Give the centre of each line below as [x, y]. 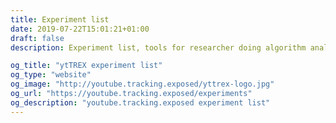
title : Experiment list [60, 19]
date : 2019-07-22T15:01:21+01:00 [80, 29]
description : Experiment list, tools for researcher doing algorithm [158, 47]
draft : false [37, 38]
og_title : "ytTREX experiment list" [86, 66]
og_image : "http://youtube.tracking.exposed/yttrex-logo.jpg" [142, 84]
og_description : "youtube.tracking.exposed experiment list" [140, 102]
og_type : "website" [51, 75]
